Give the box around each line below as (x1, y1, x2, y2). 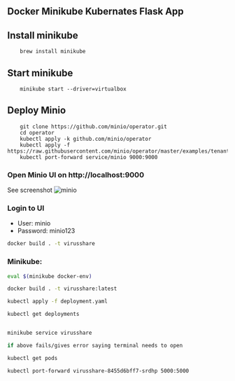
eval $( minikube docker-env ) (7, 272, 92, 279)
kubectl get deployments (7, 311, 80, 318)
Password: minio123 (17, 227, 76, 235)
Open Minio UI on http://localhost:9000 (7, 169, 145, 179)
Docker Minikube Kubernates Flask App (7, 6, 184, 18)
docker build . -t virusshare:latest (7, 285, 117, 293)
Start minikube (7, 67, 73, 79)
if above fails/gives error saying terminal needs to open (7, 342, 183, 349)
